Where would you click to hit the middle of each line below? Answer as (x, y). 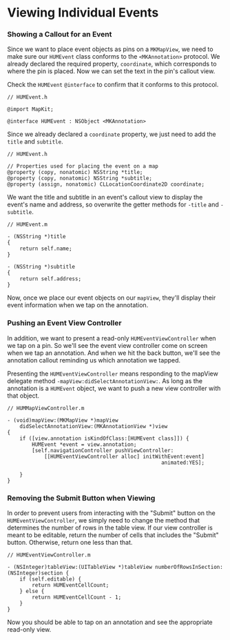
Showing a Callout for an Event (60, 35)
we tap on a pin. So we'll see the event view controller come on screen (107, 345)
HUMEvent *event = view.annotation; (84, 444)
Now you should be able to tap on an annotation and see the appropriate (110, 622)
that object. (23, 396)
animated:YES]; (183, 463)
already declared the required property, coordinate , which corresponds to (112, 64)
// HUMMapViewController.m (46, 408)
